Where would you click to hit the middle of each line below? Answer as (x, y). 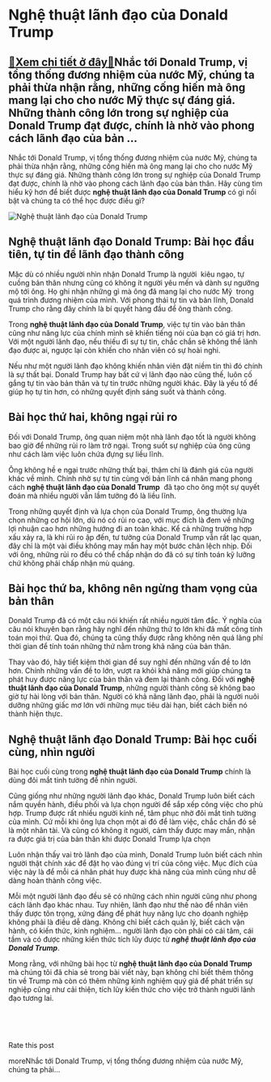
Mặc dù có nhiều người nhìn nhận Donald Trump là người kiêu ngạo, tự (127, 274)
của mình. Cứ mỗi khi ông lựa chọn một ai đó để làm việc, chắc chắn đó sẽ (132, 822)
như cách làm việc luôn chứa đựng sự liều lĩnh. (86, 454)
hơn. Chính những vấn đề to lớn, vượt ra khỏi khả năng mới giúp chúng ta (130, 671)
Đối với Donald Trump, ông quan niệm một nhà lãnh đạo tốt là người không (132, 436)
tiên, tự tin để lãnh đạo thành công (96, 254)
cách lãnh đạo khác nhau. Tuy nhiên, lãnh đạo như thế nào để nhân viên (128, 905)
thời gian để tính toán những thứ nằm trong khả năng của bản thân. (120, 646)
